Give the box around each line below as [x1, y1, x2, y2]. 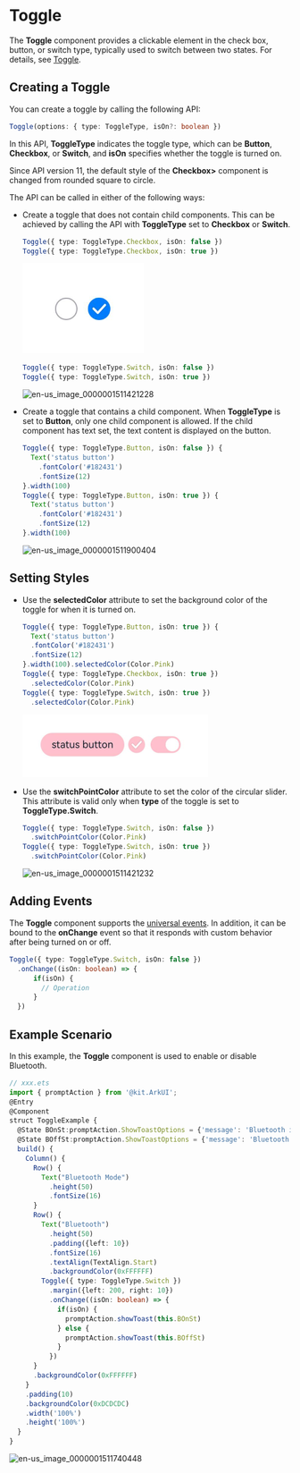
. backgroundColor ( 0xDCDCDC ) [25, 1399, 129, 1409]
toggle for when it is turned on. [21, 604, 137, 614]
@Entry [9, 1097, 34, 1106]
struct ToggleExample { [9, 1116, 98, 1125]
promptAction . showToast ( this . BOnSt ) [65, 1314, 202, 1324]
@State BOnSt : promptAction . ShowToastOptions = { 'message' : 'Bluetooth [17, 1126, 286, 1135]
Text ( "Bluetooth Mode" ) [41, 1172, 129, 1181]
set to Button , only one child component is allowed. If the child [21, 416, 253, 427]
